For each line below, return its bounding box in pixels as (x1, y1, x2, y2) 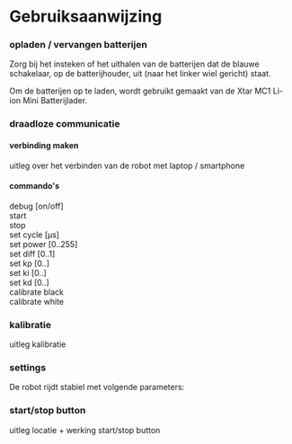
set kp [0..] (9, 258, 50, 269)
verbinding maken (9, 140, 79, 150)
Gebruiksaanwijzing (9, 6, 163, 27)
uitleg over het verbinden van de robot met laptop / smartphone (9, 160, 245, 171)
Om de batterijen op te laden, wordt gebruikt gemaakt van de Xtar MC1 (9, 85, 271, 96)
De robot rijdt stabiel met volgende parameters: (9, 382, 185, 393)
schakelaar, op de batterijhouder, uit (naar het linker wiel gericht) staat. (9, 68, 271, 79)
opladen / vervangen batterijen (9, 39, 148, 51)
